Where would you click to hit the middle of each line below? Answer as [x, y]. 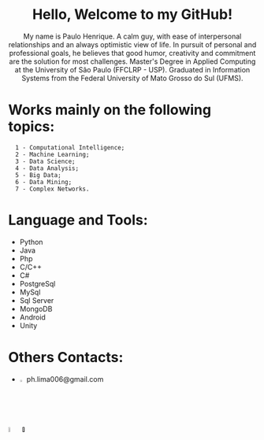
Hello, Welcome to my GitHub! [132, 15]
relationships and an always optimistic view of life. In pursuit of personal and [132, 44]
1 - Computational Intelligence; [70, 147]
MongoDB [36, 309]
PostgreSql [37, 283]
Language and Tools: [78, 220]
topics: [32, 127]
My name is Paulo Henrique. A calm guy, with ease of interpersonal [132, 36]
